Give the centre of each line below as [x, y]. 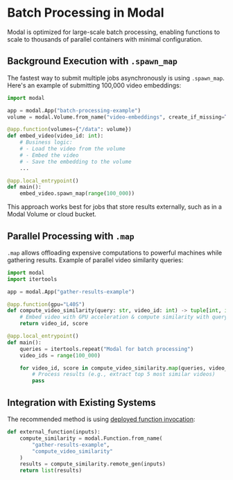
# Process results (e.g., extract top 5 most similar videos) [124, 375]
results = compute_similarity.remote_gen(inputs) [93, 464]
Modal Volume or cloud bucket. [52, 214]
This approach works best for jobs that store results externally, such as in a [114, 207]
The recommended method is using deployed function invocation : [101, 419]
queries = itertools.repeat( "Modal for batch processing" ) [107, 349]
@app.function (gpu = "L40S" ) [46, 304]
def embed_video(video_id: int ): [55, 136]
